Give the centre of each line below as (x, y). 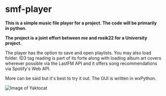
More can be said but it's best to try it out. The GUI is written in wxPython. (81, 78)
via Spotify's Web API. (28, 69)
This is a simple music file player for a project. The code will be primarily (81, 23)
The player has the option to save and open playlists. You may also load (78, 53)
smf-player (28, 9)
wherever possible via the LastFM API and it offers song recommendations (81, 63)
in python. (16, 28)
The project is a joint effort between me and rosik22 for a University (76, 38)
